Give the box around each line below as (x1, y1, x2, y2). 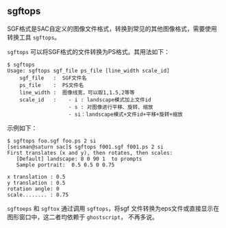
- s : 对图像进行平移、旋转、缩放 (68, 103, 153, 110)
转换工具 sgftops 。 (7, 33, 61, 41)
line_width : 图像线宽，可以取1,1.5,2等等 (19, 89, 135, 96)
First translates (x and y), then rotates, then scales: (7, 149, 173, 156)
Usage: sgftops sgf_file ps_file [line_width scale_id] (7, 67, 170, 74)
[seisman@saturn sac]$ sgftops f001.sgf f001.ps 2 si (7, 143, 164, 150)
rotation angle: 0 (7, 185, 60, 192)
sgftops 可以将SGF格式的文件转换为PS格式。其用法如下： (7, 47, 170, 55)
